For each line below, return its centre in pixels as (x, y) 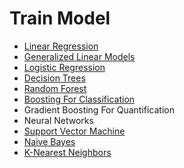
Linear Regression (61, 46)
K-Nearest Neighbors (67, 152)
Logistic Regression (64, 67)
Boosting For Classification (79, 99)
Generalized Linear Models (79, 56)
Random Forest (55, 88)
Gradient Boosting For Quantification (99, 109)
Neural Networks (58, 120)
